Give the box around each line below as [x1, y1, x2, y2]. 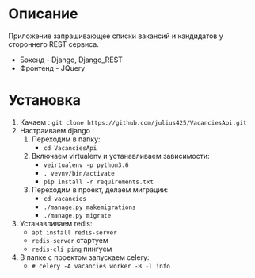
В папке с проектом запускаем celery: [19, 252, 150, 262]
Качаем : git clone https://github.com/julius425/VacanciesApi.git [19, 117, 247, 127]
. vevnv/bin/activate [43, 169, 115, 177]
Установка [8, 91, 82, 110]
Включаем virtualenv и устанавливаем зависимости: [31, 151, 210, 160]
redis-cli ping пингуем [31, 244, 112, 253]
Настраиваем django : [19, 125, 95, 135]
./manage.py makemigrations [43, 203, 136, 211]
